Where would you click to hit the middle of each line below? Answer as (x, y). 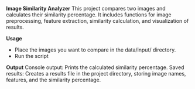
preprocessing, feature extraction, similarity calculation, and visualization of (97, 21)
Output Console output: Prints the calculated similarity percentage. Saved (95, 67)
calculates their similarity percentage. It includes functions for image (89, 15)
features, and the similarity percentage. (54, 80)
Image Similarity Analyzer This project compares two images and (86, 8)
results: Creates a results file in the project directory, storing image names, (96, 73)
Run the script (31, 56)
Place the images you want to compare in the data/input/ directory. (95, 50)
